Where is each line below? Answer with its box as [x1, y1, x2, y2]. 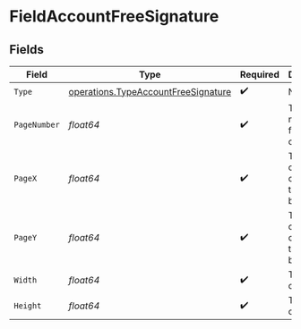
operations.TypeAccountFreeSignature [68, 85, 231, 97]
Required [240, 69, 279, 80]
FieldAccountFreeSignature [9, 6, 219, 27]
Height [13, 301, 42, 310]
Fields [9, 42, 45, 57]
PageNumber [13, 120, 60, 130]
